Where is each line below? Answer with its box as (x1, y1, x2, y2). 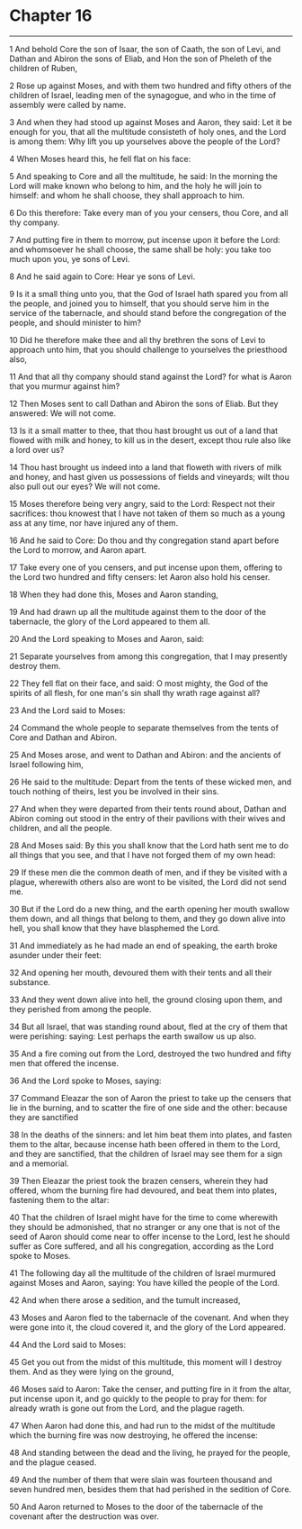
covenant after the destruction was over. (9, 1510, 159, 1522)
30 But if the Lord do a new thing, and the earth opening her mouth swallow (9, 903, 290, 914)
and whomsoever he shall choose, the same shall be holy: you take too (9, 244, 271, 255)
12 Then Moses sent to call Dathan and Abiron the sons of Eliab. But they (9, 398, 279, 409)
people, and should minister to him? (9, 317, 142, 328)
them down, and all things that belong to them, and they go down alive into (9, 913, 286, 924)
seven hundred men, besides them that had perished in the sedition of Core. (9, 1483, 292, 1495)
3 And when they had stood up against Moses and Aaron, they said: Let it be (9, 116, 292, 127)
